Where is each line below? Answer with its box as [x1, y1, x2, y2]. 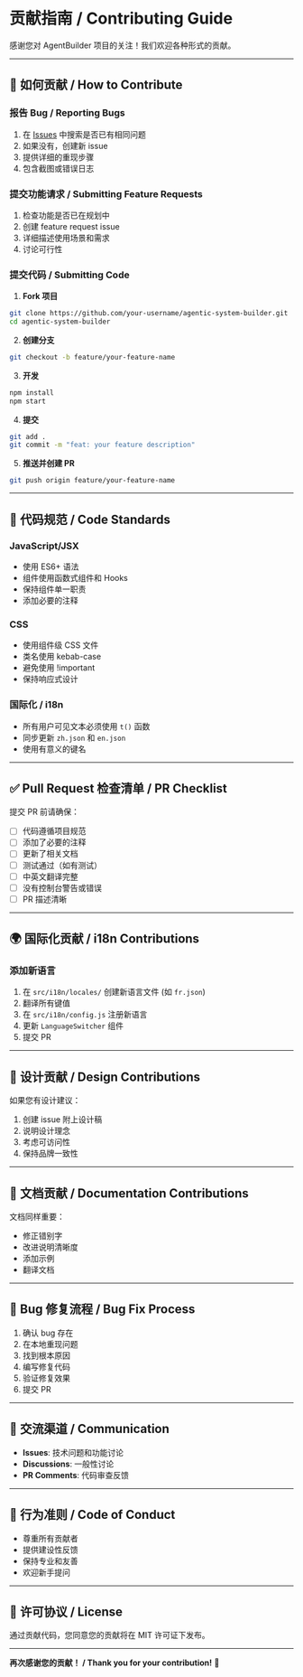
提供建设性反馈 [22, 1544, 78, 1555]
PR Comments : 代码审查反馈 [22, 1469, 129, 1480]
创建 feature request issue [22, 220, 120, 231]
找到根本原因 [22, 1350, 70, 1361]
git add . [9, 432, 47, 441]
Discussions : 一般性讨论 [22, 1458, 115, 1469]
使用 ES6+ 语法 [22, 561, 79, 572]
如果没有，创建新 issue [22, 140, 108, 151]
